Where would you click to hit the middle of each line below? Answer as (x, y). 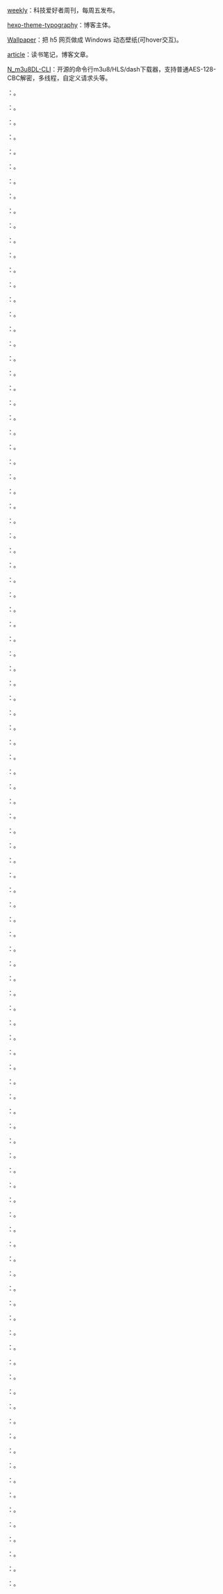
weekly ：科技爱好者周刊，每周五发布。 (63, 10)
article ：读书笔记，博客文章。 (50, 55)
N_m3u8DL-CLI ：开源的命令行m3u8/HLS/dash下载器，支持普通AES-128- (112, 69)
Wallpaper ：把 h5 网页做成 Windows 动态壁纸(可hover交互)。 (95, 40)
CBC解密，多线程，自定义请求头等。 (59, 78)
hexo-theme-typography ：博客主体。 (61, 25)
